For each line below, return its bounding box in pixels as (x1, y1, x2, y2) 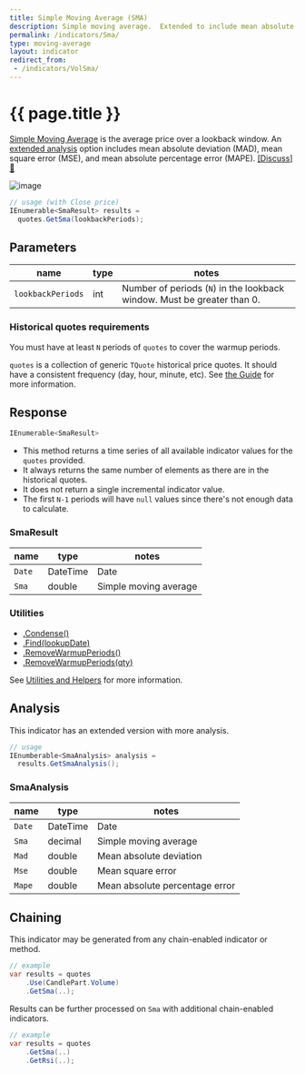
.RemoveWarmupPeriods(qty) (22, 656, 133, 667)
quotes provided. (22, 455, 86, 466)
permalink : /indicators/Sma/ (9, 30, 120, 39)
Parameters (9, 239, 77, 255)
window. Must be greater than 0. (122, 293, 261, 306)
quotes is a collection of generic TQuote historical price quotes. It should (9, 359, 278, 370)
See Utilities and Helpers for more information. (9, 674, 183, 685)
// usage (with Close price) (9, 198, 120, 207)
